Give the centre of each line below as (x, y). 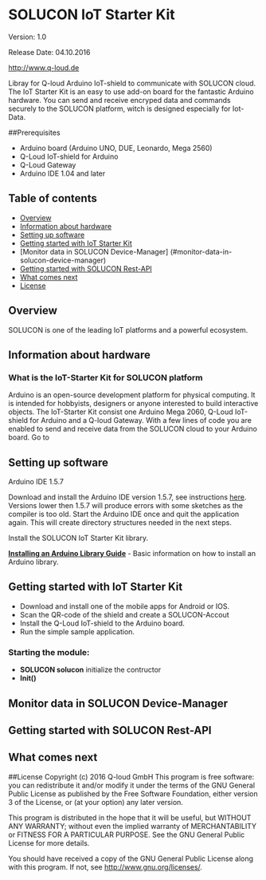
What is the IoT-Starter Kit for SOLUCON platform (106, 377)
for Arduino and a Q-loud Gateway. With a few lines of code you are (141, 420)
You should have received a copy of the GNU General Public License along (131, 858)
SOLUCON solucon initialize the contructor (90, 670)
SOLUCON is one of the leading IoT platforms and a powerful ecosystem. (128, 330)
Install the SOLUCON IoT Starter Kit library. (78, 538)
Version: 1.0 (27, 37)
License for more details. (49, 843)
